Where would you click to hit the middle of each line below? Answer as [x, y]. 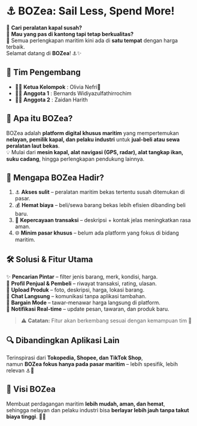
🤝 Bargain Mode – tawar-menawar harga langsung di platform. [83, 303]
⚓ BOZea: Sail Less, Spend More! [90, 11]
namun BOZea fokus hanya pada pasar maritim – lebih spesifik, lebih [92, 364]
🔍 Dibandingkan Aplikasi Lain [63, 340]
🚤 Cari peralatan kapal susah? [44, 28]
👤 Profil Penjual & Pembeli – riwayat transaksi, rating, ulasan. [81, 284]
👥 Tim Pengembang [43, 72]
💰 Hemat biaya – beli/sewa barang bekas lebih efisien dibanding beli [100, 205]
